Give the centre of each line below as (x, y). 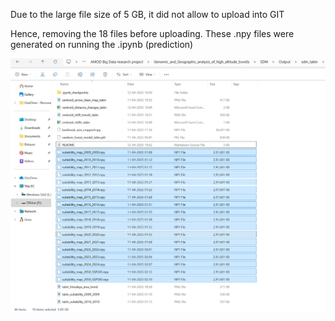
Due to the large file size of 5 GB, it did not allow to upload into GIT (147, 14)
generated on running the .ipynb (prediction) (102, 44)
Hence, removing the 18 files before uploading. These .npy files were (152, 33)
